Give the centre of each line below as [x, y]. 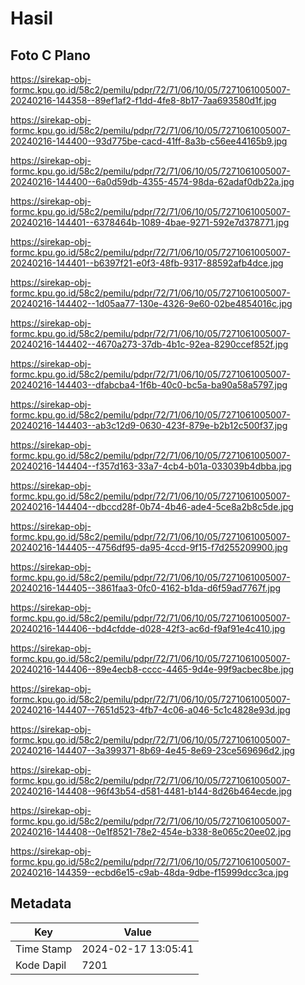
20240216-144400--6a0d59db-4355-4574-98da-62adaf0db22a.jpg [152, 181]
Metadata [41, 903]
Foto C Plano [50, 55]
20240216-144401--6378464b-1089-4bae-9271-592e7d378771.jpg [150, 222]
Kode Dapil [41, 965]
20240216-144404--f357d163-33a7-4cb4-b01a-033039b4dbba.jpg [151, 466]
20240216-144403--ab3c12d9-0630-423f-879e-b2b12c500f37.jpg [149, 425]
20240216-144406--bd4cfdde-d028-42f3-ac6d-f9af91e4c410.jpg [148, 628]
